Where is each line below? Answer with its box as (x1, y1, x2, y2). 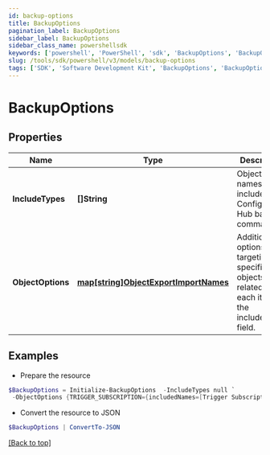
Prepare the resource (19, 371, 91, 380)
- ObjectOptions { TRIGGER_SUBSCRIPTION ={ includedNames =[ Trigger (11, 393, 228, 402)
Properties (8, 130, 63, 145)
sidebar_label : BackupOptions (8, 34, 110, 43)
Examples (8, 349, 59, 363)
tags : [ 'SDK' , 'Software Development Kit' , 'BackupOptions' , (8, 64, 218, 72)
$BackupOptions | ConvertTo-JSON (8, 424, 121, 432)
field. (236, 322, 256, 333)
